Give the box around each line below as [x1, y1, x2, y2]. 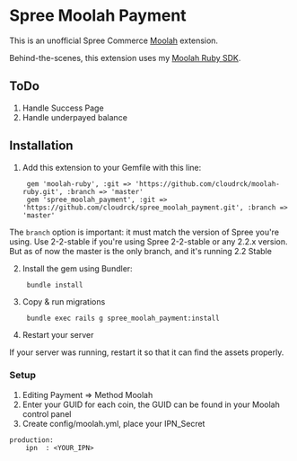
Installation [9, 138, 74, 154]
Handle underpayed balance [22, 111, 128, 122]
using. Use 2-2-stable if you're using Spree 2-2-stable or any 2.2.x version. [9, 235, 289, 247]
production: [9, 435, 54, 445]
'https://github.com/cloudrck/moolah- [135, 179, 280, 189]
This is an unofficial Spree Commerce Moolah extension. [9, 35, 218, 46]
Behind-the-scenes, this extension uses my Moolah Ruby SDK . [9, 52, 241, 63]
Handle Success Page [22, 102, 105, 113]
